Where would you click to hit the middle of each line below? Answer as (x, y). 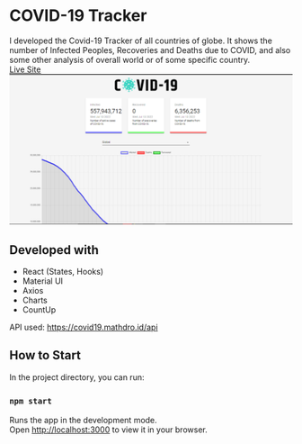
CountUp (39, 310)
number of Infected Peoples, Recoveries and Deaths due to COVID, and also (150, 50)
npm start (31, 401)
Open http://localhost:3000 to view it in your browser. (109, 430)
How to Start (45, 355)
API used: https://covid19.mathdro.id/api (84, 327)
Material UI (43, 281)
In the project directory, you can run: (77, 377)
